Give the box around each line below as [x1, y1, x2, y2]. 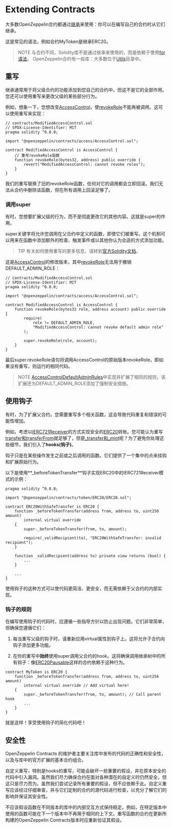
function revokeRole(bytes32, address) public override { [14, 157, 141, 162]
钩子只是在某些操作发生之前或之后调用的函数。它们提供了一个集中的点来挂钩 [5, 452, 167, 459]
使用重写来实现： [9, 110, 46, 116]
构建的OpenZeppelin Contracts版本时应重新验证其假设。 [5, 817, 124, 823]
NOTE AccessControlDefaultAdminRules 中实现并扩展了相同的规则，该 [17, 374, 166, 380]
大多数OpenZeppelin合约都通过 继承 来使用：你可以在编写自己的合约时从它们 [5, 21, 165, 27]
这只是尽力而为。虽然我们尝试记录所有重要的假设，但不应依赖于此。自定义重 [5, 780, 167, 787]
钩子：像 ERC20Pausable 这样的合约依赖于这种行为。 [17, 659, 128, 666]
